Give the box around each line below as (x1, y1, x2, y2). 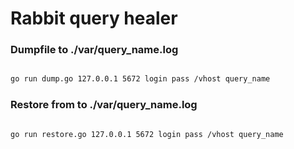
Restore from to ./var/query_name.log (10, 98, 198, 112)
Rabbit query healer (10, 7, 178, 30)
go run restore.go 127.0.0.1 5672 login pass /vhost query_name (10, 129, 284, 139)
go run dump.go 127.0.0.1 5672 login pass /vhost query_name (10, 74, 271, 84)
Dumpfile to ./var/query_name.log (10, 43, 179, 57)
